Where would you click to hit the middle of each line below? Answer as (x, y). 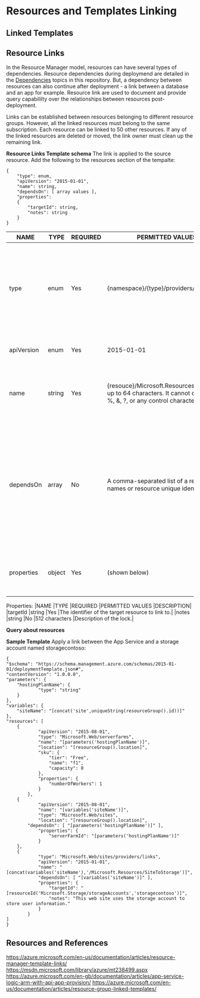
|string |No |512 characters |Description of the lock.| (70, 619)
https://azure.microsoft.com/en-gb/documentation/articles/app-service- (95, 976)
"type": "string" (60, 690)
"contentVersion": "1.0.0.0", (44, 675)
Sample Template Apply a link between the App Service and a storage (93, 642)
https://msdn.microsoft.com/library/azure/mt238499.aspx (77, 970)
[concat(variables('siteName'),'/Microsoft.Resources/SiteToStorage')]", (100, 873)
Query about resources (35, 630)
